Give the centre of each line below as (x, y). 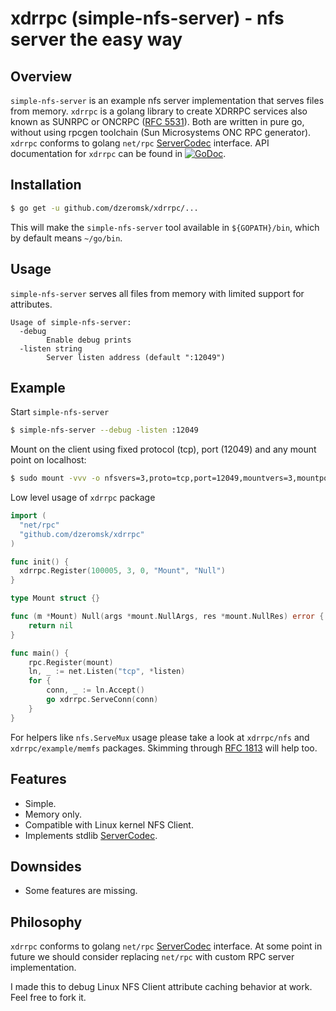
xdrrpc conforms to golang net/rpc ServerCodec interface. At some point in (166, 946)
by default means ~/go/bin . (66, 238)
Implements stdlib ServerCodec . (91, 835)
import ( (28, 516)
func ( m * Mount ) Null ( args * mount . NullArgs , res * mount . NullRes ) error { (167, 617)
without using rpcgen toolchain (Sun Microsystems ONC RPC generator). (161, 132)
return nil (51, 625)
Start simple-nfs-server (60, 412)
